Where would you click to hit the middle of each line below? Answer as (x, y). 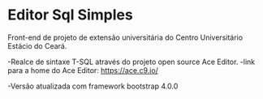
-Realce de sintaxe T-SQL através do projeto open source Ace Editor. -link (131, 62)
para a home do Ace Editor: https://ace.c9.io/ (83, 70)
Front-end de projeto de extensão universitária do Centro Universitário (125, 37)
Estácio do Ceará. (37, 45)
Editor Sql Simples (70, 15)
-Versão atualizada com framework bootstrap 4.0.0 (93, 86)
